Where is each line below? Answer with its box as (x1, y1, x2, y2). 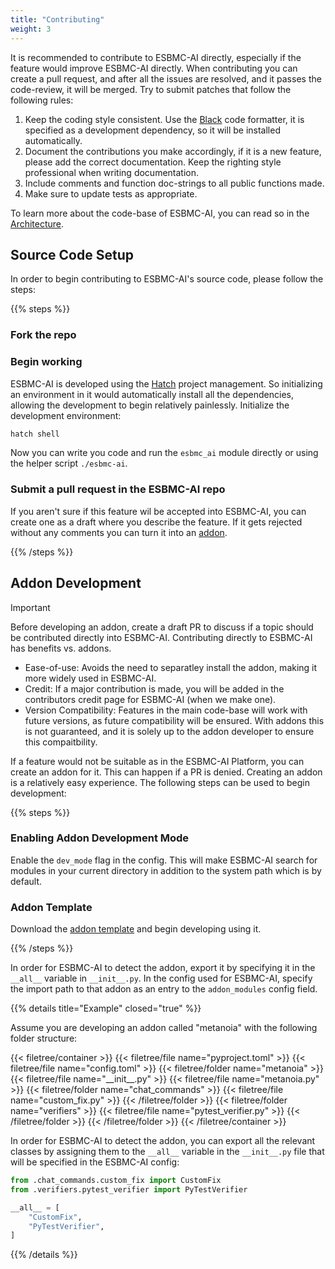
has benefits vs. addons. (10, 642, 112, 654)
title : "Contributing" (10, 14, 105, 25)
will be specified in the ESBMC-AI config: (10, 1156, 180, 1168)
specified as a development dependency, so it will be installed (24, 124, 281, 136)
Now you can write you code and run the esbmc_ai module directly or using (10, 447, 319, 459)
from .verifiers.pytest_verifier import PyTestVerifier (10, 1184, 248, 1195)
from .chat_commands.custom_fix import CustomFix (10, 1176, 222, 1186)
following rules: (10, 94, 74, 106)
